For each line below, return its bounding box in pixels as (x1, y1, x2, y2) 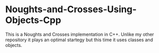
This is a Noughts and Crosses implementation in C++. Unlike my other (5, 31, 154, 37)
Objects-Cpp (5, 14, 61, 26)
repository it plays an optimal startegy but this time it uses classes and (5, 37, 153, 43)
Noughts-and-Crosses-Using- (5, 4, 137, 15)
